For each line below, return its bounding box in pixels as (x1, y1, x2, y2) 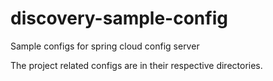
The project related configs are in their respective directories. (10, 59, 263, 71)
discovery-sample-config (10, 7, 228, 30)
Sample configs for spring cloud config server (10, 40, 200, 52)
